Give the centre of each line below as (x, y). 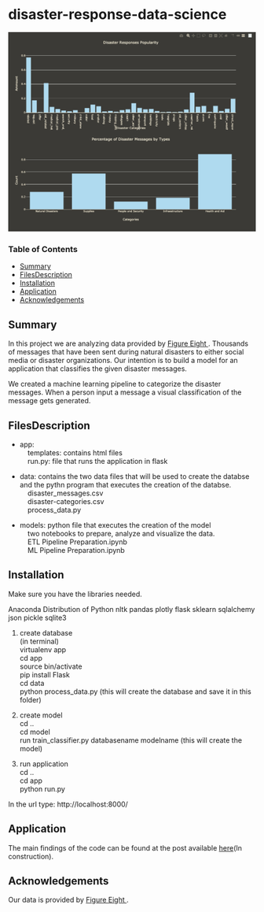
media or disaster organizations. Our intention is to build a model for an (123, 361)
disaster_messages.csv (65, 493)
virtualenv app (43, 649)
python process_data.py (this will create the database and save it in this (135, 691)
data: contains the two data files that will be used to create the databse (134, 476)
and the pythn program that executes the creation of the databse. (125, 484)
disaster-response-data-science (117, 15)
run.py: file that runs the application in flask (97, 461)
